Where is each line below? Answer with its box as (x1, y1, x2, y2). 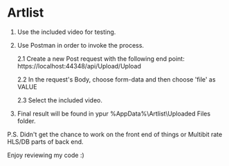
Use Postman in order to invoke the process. (17, 41, 144, 49)
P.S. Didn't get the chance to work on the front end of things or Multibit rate (7, 130, 223, 138)
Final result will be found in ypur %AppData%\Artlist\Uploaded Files (17, 109, 211, 118)
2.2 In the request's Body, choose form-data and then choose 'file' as (17, 75, 216, 84)
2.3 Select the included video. (17, 95, 102, 104)
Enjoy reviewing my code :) (7, 151, 84, 159)
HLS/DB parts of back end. (7, 137, 84, 146)
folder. (17, 116, 36, 125)
